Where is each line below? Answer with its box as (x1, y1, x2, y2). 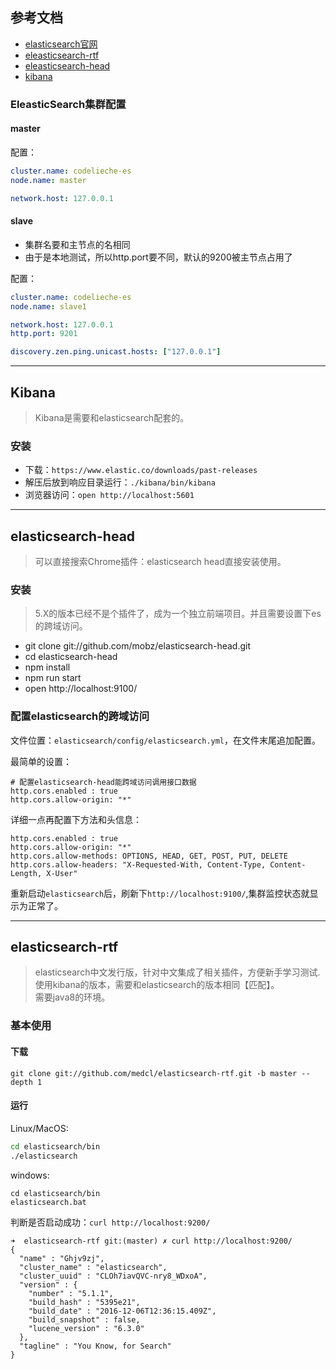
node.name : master (10, 175, 87, 185)
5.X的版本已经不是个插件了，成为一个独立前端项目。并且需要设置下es (34, 608, 322, 620)
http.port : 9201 (10, 329, 78, 339)
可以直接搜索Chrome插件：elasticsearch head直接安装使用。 (34, 556, 287, 568)
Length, (10, 868, 43, 878)
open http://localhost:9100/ (24, 683, 138, 695)
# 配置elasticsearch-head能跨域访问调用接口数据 (10, 777, 197, 787)
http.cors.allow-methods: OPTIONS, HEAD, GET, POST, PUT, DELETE (10, 851, 288, 861)
